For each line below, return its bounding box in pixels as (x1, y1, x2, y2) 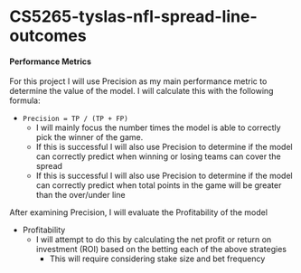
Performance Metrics (9, 56, 92, 67)
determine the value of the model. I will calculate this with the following (9, 86, 274, 97)
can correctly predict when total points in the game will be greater (35, 180, 282, 191)
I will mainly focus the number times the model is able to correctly (35, 122, 282, 133)
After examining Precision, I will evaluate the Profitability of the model (9, 207, 268, 218)
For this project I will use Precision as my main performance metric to (9, 76, 268, 87)
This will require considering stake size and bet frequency (49, 253, 266, 264)
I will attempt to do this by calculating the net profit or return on (35, 234, 272, 245)
